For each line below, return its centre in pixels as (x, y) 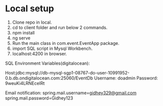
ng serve (21, 38)
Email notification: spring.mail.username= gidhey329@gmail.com (71, 93)
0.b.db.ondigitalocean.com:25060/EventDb (49, 78)
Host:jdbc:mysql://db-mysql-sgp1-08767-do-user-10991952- (67, 72)
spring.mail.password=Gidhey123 (39, 98)
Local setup (30, 9)
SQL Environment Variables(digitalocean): (47, 63)
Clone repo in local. (32, 22)
